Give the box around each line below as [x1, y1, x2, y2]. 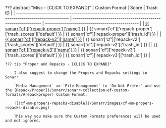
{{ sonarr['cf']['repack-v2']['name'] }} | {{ [5, 36, 90, 42]
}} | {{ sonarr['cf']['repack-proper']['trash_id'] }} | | [58, 31, 162, 37]
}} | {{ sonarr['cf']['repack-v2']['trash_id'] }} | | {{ [58, 42, 158, 47]
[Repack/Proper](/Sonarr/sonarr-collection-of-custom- [14, 88, 130, 93]
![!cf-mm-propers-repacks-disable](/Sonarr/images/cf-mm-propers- [14, 101, 154, 106]
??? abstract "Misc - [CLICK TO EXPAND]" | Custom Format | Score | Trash [5, 5, 158, 10]
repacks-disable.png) [5, 105, 50, 110]
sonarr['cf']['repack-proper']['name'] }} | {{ [5, 26, 93, 32]
